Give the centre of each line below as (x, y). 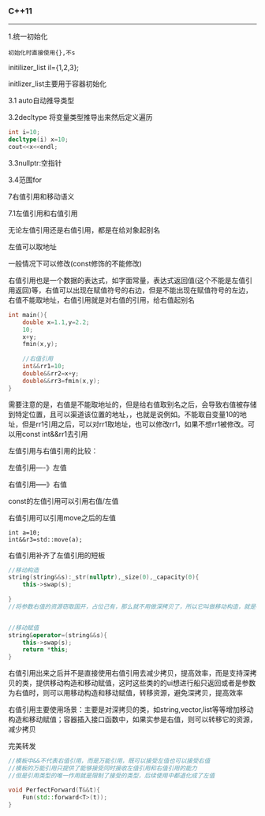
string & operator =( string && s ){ (58, 635)
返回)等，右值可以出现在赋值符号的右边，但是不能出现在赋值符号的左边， (134, 290)
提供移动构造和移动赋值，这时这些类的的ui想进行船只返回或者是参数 (146, 683)
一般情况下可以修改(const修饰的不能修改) (75, 263)
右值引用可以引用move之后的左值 (62, 517)
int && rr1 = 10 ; (44, 367)
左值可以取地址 (32, 247)
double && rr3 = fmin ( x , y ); (62, 381)
